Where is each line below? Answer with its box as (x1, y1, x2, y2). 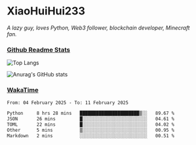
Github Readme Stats (7, 45, 71, 54)
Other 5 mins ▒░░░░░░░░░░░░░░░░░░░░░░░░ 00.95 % (7, 128, 174, 134)
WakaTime (7, 86, 39, 94)
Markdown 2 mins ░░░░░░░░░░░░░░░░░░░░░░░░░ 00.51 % (7, 132, 174, 139)
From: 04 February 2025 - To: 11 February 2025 (7, 99, 129, 106)
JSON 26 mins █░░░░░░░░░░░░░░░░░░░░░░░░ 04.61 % (7, 116, 174, 122)
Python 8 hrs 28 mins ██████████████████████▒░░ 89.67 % (7, 110, 174, 117)
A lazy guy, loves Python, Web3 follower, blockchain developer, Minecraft (7, 24, 190, 31)
